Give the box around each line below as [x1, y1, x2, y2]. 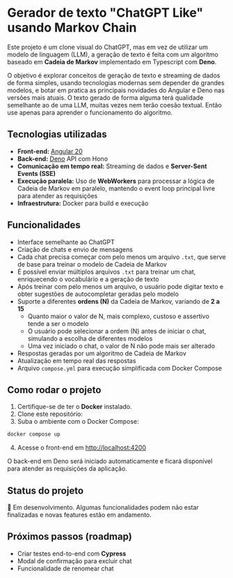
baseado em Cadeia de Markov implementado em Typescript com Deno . [7, 57, 217, 66]
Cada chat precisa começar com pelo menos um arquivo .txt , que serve [17, 253, 226, 261]
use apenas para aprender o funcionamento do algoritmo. [7, 108, 172, 117]
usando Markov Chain [7, 20, 137, 36]
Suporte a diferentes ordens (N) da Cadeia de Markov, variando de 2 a [17, 297, 220, 305]
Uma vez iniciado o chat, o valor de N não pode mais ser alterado [27, 341, 216, 350]
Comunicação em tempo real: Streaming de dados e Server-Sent [17, 162, 207, 170]
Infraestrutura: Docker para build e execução [17, 199, 149, 207]
